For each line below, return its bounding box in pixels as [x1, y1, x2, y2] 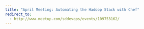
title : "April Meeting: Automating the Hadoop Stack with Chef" [5, 7, 140, 12]
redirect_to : [5, 12, 32, 17]
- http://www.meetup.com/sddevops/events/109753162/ [9, 16, 120, 21]
